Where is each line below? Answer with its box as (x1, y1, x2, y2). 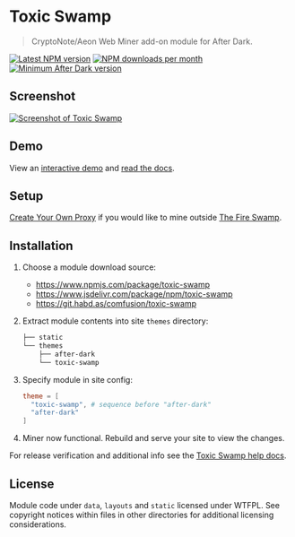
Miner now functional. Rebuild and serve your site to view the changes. (22, 433, 285, 444)
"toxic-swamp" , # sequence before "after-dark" (30, 400, 213, 409)
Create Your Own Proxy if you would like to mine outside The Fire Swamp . (9, 212, 282, 223)
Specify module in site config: (22, 374, 133, 385)
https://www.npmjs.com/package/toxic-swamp (35, 280, 211, 290)
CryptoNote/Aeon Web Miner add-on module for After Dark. (30, 36, 253, 47)
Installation (9, 238, 74, 253)
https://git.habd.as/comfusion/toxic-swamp (35, 299, 197, 309)
